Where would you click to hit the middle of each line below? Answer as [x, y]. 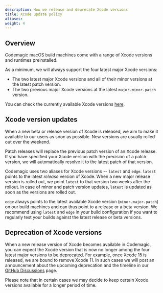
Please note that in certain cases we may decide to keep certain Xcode [77, 280]
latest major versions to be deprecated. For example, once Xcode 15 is [76, 255]
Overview [20, 43]
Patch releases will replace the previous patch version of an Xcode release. [81, 151]
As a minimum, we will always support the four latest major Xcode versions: [81, 70]
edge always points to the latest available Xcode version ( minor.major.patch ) [82, 201]
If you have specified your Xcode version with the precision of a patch [76, 156]
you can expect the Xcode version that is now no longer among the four [78, 249]
